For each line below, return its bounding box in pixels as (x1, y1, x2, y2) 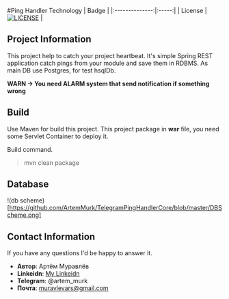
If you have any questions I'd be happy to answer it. (7, 249, 152, 257)
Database (7, 179, 49, 190)
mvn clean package (23, 158, 80, 167)
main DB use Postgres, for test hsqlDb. (7, 66, 116, 75)
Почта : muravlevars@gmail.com (16, 284, 109, 292)
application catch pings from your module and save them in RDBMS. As (7, 59, 208, 67)
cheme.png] (7, 211, 42, 219)
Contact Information (7, 231, 96, 242)
